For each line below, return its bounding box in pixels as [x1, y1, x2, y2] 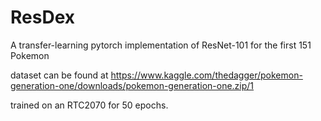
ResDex [10, 6, 75, 29]
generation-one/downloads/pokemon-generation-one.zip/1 [10, 79, 255, 91]
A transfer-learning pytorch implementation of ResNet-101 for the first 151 [10, 39, 312, 51]
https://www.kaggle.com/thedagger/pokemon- [110, 69, 303, 81]
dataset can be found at [10, 69, 109, 81]
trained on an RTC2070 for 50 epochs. [10, 99, 169, 111]
